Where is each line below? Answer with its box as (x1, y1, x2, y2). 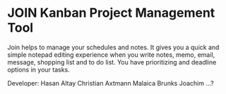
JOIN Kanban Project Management (7, 5, 215, 21)
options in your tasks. (7, 65, 71, 74)
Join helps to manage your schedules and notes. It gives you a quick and (7, 43, 220, 51)
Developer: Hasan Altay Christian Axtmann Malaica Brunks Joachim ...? (7, 79, 214, 87)
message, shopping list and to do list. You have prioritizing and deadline (7, 58, 217, 66)
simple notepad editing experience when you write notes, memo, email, (7, 51, 215, 59)
